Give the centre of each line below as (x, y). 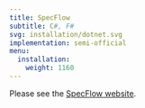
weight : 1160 (50, 68)
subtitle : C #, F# (42, 26)
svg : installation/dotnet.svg (66, 34)
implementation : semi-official (68, 43)
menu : (19, 51)
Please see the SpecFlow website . (73, 93)
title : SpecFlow (40, 18)
